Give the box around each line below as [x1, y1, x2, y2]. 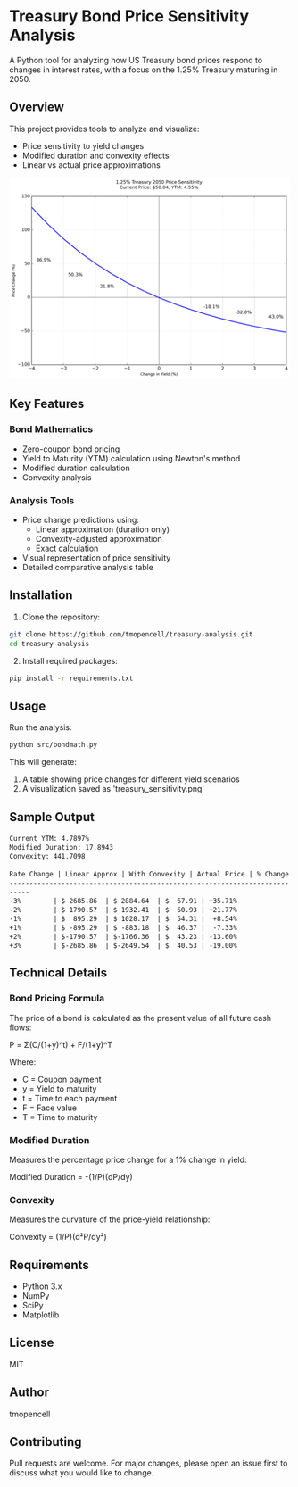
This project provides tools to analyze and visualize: [9, 123, 200, 134]
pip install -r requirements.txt [9, 674, 134, 683]
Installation [9, 587, 73, 603]
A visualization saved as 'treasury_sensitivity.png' [21, 784, 205, 794]
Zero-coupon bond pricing [21, 444, 120, 454]
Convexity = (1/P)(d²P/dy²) [9, 1232, 107, 1242]
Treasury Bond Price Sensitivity [9, 6, 250, 27]
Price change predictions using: [21, 515, 140, 525]
